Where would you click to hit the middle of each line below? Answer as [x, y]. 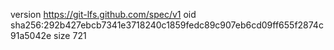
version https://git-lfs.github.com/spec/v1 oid [103, 14]
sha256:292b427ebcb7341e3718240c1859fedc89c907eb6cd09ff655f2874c [167, 25]
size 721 [70, 35]
